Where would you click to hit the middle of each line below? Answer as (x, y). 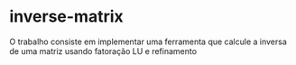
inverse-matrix (66, 17)
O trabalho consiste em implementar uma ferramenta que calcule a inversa (148, 42)
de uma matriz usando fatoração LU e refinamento (103, 51)
